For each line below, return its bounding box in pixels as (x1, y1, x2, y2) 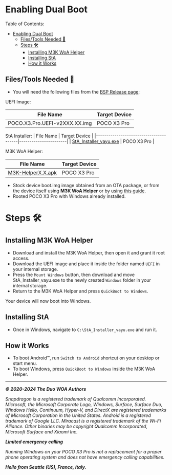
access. (12, 255, 30, 261)
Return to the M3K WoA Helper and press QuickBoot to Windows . (12, 288, 148, 294)
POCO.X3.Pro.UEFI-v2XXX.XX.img (8, 119, 92, 126)
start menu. (12, 360, 37, 367)
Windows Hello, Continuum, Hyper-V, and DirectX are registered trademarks (5, 407, 166, 413)
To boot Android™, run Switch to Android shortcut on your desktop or (12, 355, 160, 361)
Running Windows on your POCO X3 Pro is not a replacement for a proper (5, 449, 162, 455)
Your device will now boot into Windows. (5, 298, 91, 304)
